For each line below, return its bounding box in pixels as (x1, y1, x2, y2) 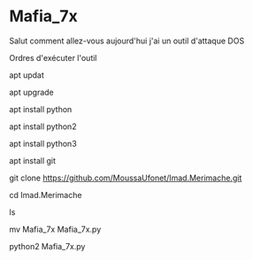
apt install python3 (9, 138, 77, 149)
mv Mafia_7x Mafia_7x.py (9, 224, 102, 234)
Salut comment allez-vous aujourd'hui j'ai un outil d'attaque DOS (9, 35, 245, 46)
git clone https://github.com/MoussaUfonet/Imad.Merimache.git (9, 172, 242, 183)
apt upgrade (9, 87, 55, 97)
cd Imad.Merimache (9, 189, 82, 200)
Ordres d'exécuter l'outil (9, 52, 97, 63)
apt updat (9, 69, 44, 80)
